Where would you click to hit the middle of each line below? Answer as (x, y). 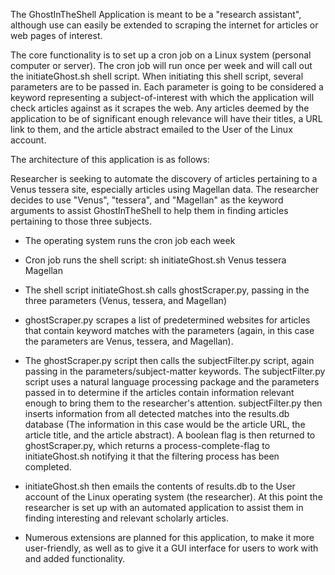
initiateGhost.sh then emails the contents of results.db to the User (160, 486)
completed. (48, 467)
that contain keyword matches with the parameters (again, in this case (169, 330)
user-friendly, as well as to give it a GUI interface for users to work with (171, 548)
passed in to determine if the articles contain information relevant (159, 392)
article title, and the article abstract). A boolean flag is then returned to (170, 435)
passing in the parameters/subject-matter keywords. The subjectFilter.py (175, 371)
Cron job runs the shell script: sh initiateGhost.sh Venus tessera (155, 260)
